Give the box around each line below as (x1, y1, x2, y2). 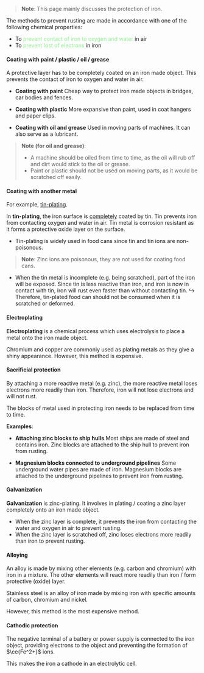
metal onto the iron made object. (6, 334, 88, 341)
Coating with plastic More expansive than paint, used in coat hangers (15, 106, 191, 113)
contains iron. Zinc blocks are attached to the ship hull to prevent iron (15, 441, 190, 448)
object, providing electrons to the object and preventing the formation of (6, 642, 188, 649)
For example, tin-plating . (6, 201, 68, 208)
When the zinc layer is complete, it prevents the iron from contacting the (15, 518, 197, 526)
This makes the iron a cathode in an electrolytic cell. (6, 660, 137, 668)
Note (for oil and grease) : (21, 143, 86, 150)
